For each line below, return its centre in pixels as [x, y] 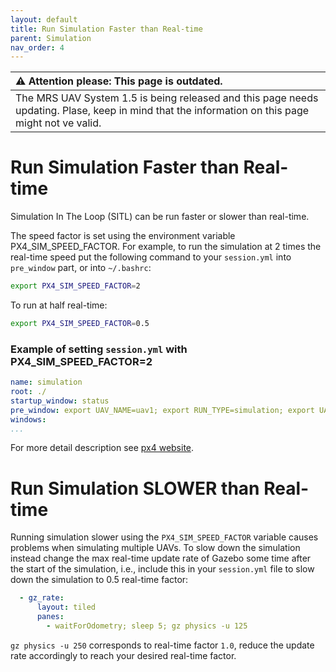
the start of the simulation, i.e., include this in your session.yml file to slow [162, 569]
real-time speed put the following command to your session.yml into [151, 257]
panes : [50, 617]
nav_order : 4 [37, 47]
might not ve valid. [58, 123]
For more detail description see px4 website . [102, 448]
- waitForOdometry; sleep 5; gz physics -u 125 [147, 626]
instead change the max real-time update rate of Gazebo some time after [161, 558]
